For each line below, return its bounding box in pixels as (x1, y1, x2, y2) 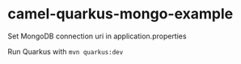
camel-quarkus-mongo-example (7, 5, 234, 23)
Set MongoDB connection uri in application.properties (7, 31, 187, 41)
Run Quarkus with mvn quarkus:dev (7, 46, 124, 56)
